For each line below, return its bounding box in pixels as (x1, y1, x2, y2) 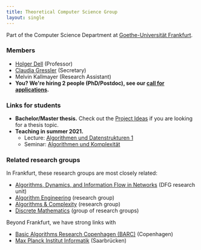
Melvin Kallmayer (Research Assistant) (15, 73, 112, 80)
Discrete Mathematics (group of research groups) (15, 207, 139, 214)
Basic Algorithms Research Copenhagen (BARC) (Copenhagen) (15, 231, 174, 238)
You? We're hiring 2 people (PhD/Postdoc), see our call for (15, 79, 165, 87)
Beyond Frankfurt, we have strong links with (6, 219, 116, 226)
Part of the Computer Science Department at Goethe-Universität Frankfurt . (6, 31, 193, 38)
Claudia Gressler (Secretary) (15, 66, 87, 73)
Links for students (6, 101, 61, 109)
